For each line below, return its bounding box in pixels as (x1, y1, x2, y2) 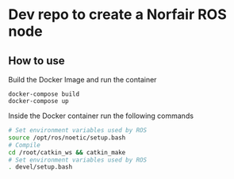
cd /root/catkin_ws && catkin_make (8, 148, 126, 156)
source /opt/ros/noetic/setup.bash (8, 133, 126, 142)
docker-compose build (8, 90, 80, 98)
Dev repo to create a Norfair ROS (8, 6, 228, 24)
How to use (8, 54, 65, 67)
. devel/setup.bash (8, 163, 73, 171)
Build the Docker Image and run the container (8, 75, 157, 84)
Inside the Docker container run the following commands (8, 111, 194, 120)
